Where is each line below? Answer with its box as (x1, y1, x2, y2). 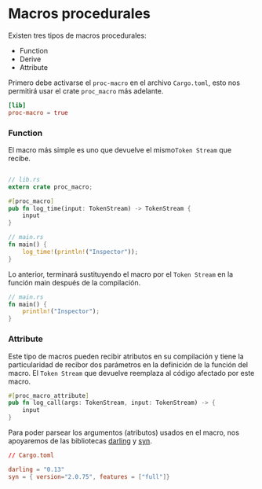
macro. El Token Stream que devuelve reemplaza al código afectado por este (8, 368, 255, 377)
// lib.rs (8, 175, 41, 183)
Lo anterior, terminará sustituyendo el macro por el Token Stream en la (8, 269, 234, 279)
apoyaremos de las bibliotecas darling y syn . (8, 436, 153, 446)
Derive (19, 54, 42, 64)
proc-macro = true (8, 108, 68, 116)
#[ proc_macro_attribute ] (8, 392, 89, 399)
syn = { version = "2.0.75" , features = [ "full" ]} (8, 472, 170, 480)
